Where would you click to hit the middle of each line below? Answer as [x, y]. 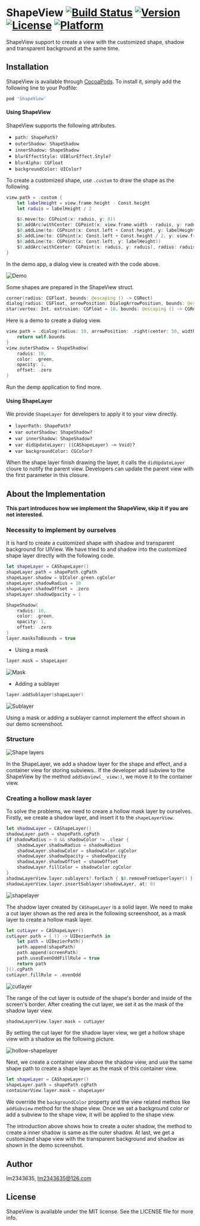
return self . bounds [41, 337]
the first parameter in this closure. [48, 475]
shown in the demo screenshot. [45, 1145]
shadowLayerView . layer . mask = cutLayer [56, 1021]
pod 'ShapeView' [26, 98]
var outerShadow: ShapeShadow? [54, 432]
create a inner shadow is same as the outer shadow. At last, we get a [90, 1132]
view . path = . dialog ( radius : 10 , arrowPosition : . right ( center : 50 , [93, 332]
